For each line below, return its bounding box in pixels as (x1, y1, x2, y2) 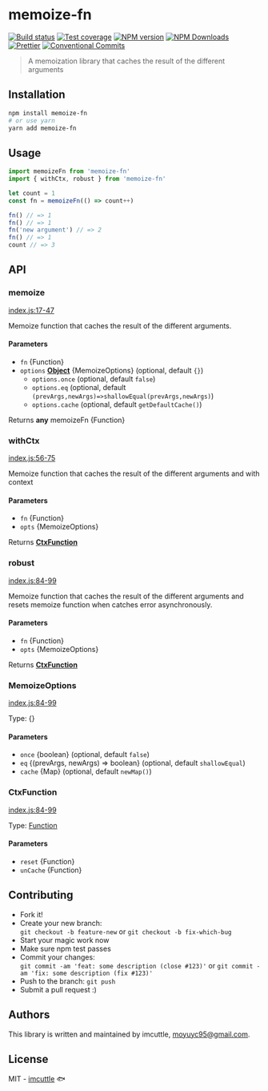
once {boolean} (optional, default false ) (19, 750, 150, 759)
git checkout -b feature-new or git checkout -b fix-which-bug (19, 927, 232, 936)
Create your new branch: (19, 918, 102, 928)
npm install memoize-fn (8, 109, 88, 117)
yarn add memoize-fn (8, 124, 78, 132)
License (8, 1052, 49, 1066)
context (8, 477, 34, 487)
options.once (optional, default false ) (31, 374, 156, 384)
